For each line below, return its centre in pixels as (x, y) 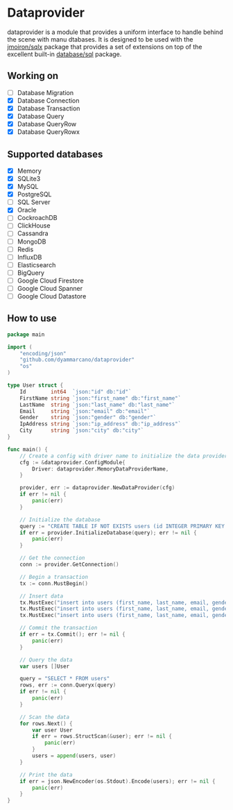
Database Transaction (49, 108)
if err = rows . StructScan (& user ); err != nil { (102, 736)
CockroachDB (37, 218)
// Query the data (46, 660)
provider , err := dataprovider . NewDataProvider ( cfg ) (97, 488)
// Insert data (42, 596)
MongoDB (32, 242)
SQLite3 (29, 179)
